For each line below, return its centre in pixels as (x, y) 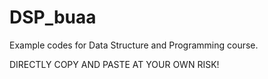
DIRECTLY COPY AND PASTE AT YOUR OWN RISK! (114, 64)
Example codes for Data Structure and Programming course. (134, 45)
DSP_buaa (53, 17)
